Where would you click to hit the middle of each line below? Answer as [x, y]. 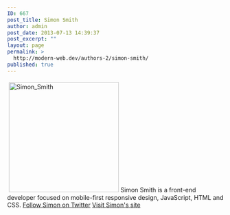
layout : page [26, 45]
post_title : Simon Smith [43, 20]
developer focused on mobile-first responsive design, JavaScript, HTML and [115, 197]
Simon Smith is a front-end [158, 190]
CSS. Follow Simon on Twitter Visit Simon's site [74, 205]
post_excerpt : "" [32, 39]
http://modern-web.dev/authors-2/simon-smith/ [81, 58]
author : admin [27, 26]
